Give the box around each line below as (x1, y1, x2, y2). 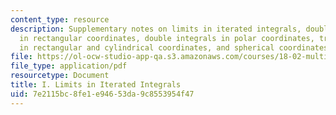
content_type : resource (10, 14, 110, 25)
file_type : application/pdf (10, 61, 128, 71)
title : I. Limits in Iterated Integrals (10, 80, 182, 90)
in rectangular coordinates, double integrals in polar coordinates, (19, 33, 315, 43)
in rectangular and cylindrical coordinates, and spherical (19, 42, 275, 53)
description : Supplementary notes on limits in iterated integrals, (10, 24, 302, 34)
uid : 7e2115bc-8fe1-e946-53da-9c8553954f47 (10, 89, 195, 99)
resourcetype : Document (10, 71, 110, 81)
